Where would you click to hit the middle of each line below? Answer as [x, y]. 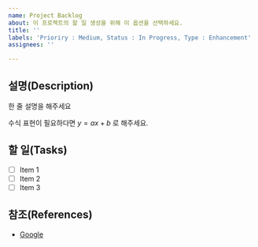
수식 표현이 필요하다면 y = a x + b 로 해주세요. [78, 122]
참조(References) [50, 215]
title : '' [24, 30]
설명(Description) [51, 86]
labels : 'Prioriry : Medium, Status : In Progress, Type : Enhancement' [130, 37]
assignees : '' [31, 45]
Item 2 [30, 178]
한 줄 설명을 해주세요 [40, 106]
